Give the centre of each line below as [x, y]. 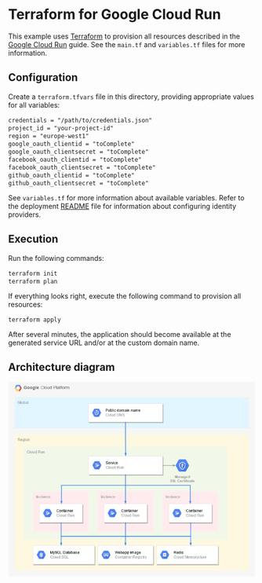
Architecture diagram [62, 367]
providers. [25, 214]
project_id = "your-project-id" [61, 128]
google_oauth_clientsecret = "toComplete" [78, 152]
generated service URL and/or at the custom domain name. [104, 343]
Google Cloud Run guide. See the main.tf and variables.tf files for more [127, 44]
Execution [33, 239]
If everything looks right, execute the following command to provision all [125, 295]
